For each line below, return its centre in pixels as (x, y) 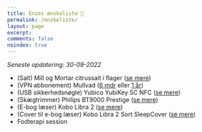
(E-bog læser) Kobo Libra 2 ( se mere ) (70, 107)
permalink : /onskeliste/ (42, 20)
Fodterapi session (42, 121)
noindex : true (27, 45)
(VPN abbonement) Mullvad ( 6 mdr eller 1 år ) (80, 85)
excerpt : (20, 32)
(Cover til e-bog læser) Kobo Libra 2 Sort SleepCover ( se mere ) (106, 114)
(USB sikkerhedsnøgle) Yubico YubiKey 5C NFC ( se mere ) (99, 92)
